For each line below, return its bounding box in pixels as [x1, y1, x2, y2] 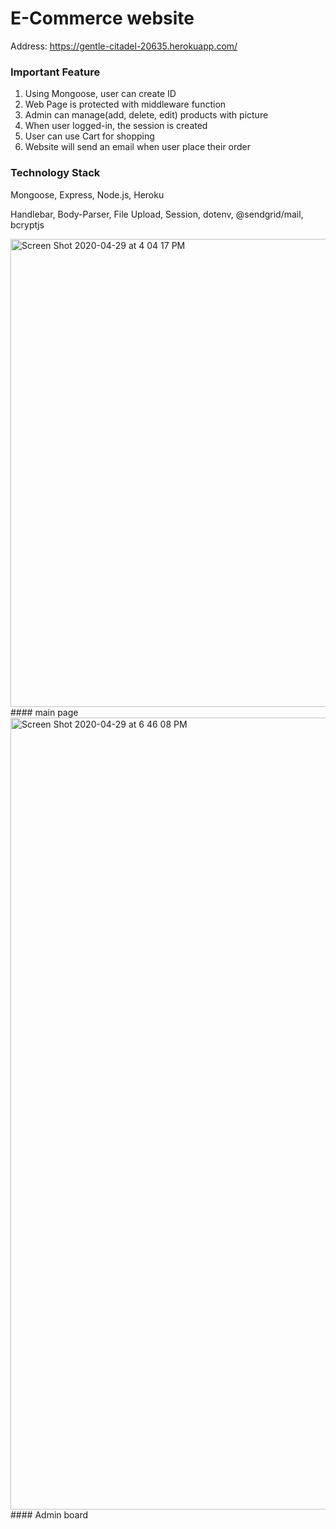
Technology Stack [10, 166, 101, 180]
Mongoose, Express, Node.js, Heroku [10, 188, 165, 201]
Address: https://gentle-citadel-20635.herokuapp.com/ [10, 40, 238, 52]
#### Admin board [10, 1508, 89, 1521]
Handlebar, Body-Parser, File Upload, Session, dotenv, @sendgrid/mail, [10, 208, 304, 220]
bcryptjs [10, 218, 45, 231]
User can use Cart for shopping [24, 130, 155, 142]
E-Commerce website [10, 7, 195, 30]
